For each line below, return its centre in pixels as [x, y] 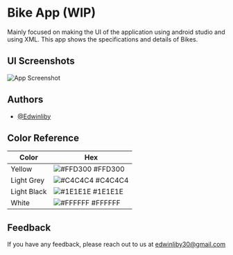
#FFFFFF [106, 203]
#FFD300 [109, 169]
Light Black [29, 192]
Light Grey [28, 180]
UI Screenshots [41, 61]
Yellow [21, 169]
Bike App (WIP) [52, 13]
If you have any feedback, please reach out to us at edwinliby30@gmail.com [116, 245]
